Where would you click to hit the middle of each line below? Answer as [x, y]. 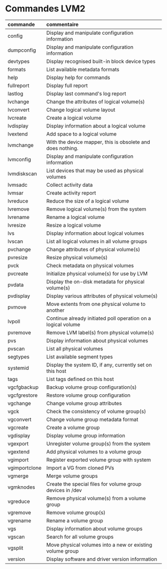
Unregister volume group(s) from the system [98, 443]
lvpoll [14, 321]
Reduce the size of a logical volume [88, 201]
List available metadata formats [83, 69]
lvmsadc [18, 185]
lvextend [18, 134]
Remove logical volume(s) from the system [96, 209]
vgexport [18, 443]
